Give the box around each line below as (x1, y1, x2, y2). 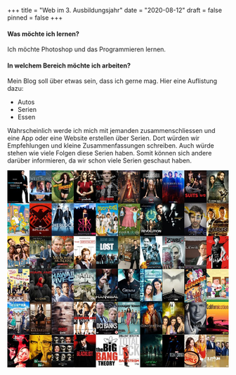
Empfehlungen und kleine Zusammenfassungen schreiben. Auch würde (7, 141, 214, 150)
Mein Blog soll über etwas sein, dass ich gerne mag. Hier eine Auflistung (7, 77, 218, 85)
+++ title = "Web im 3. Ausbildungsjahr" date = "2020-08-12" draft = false (7, 6, 223, 14)
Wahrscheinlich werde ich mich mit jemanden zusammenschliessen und (7, 127, 216, 135)
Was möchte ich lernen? (7, 30, 79, 38)
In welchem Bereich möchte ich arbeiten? (7, 61, 131, 70)
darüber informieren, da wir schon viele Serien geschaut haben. (7, 156, 192, 165)
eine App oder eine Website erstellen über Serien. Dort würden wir (7, 134, 200, 143)
